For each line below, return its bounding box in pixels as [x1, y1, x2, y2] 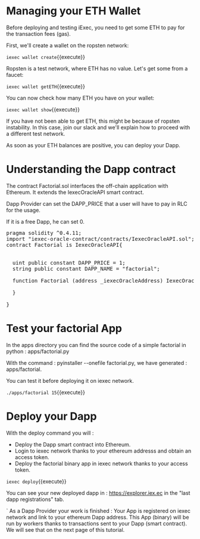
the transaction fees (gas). [6, 30, 71, 37]
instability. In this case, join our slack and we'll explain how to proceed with [6, 123, 190, 131]
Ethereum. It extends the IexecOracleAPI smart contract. [6, 188, 144, 196]
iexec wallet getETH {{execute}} [6, 82, 85, 90]
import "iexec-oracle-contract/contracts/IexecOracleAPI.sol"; [6, 236, 195, 242]
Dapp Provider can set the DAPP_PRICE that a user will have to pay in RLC [6, 200, 187, 207]
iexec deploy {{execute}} [6, 478, 67, 485]
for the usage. [6, 206, 40, 213]
